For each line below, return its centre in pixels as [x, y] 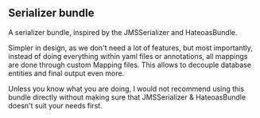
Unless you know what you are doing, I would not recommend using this [126, 88]
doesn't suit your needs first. [55, 105]
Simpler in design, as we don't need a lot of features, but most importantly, [130, 48]
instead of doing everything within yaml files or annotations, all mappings [128, 56]
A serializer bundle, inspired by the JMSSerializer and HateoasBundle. [123, 32]
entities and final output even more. [66, 73]
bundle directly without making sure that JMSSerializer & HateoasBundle [127, 97]
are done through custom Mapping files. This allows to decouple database [130, 65]
